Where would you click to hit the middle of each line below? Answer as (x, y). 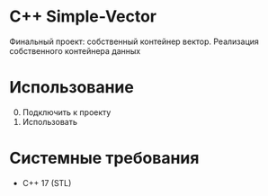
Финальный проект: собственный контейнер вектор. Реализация (134, 41)
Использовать (50, 121)
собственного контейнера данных (75, 50)
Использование (72, 88)
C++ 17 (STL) (47, 183)
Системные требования (104, 158)
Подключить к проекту (67, 112)
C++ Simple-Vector (83, 17)
